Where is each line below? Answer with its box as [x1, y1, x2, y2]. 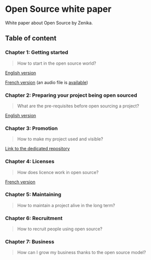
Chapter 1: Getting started [5, 49, 68, 56]
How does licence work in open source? [17, 169, 99, 175]
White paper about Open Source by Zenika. [5, 20, 93, 26]
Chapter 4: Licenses [5, 158, 55, 165]
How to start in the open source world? [17, 60, 96, 66]
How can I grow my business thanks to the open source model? [17, 250, 146, 256]
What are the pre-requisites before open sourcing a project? [17, 103, 139, 109]
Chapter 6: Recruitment [5, 215, 63, 221]
